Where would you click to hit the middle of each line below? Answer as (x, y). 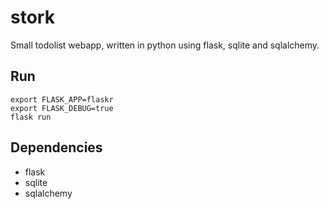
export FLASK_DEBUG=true (62, 108)
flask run (31, 117)
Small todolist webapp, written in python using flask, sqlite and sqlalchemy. (165, 45)
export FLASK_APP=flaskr (62, 99)
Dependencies (56, 147)
